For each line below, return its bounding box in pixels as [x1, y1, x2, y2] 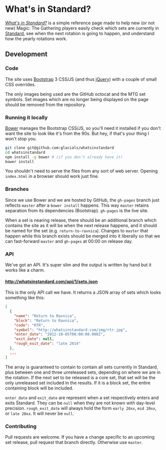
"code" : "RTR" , [14, 323, 46, 328]
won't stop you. [5, 135, 37, 142]
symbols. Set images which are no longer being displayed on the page [5, 96, 149, 102]
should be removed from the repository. [5, 102, 87, 108]
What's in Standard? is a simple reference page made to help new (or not [5, 20, 155, 26]
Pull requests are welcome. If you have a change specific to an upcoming [5, 434, 155, 440]
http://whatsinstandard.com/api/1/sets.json [5, 279, 98, 284]
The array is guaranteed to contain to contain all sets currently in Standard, [5, 364, 159, 370]
